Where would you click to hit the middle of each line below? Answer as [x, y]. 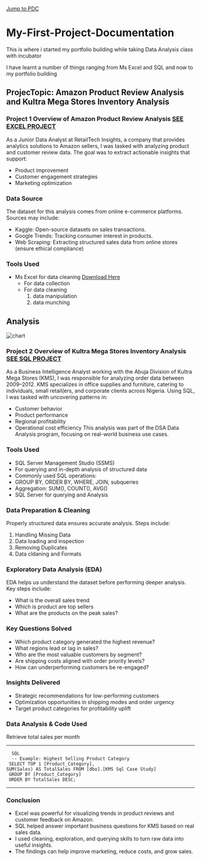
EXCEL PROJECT [31, 126]
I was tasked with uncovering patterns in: [57, 397]
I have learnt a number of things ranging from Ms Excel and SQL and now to [100, 67]
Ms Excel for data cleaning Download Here [68, 277]
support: [17, 159]
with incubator [24, 56]
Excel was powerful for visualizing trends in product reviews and [95, 813]
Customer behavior [39, 409]
